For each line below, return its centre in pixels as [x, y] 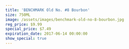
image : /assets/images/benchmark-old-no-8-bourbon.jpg [65, 19]
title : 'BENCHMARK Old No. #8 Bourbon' [48, 10]
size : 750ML [18, 15]
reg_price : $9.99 [24, 24]
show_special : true [26, 39]
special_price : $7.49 [28, 29]
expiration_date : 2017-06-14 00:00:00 [46, 34]
